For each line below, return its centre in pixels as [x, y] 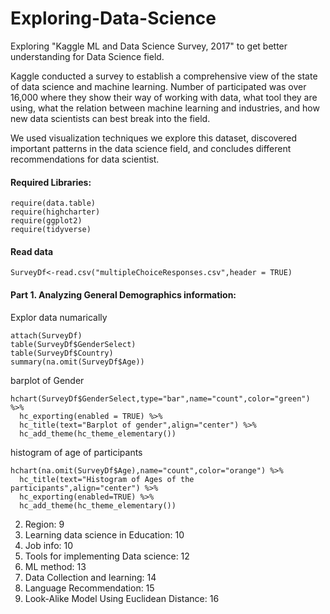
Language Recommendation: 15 [89, 588]
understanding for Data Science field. [87, 56]
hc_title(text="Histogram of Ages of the [107, 479]
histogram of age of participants [76, 452]
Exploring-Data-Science [113, 18]
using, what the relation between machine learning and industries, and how [165, 108]
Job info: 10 [49, 545]
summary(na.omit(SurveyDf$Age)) [77, 362]
